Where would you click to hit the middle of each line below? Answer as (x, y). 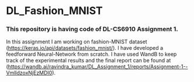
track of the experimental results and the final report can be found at (89, 60)
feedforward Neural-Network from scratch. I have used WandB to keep (91, 54)
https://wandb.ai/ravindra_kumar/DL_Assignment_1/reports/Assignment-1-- (98, 67)
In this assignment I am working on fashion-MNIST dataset (77, 42)
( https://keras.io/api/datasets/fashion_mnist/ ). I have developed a (85, 48)
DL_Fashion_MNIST (55, 11)
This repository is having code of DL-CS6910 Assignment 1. (92, 29)
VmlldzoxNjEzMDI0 (29, 73)
